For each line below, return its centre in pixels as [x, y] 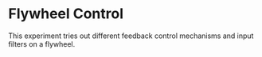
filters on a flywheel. [42, 44]
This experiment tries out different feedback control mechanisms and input [131, 36]
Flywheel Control [66, 14]
